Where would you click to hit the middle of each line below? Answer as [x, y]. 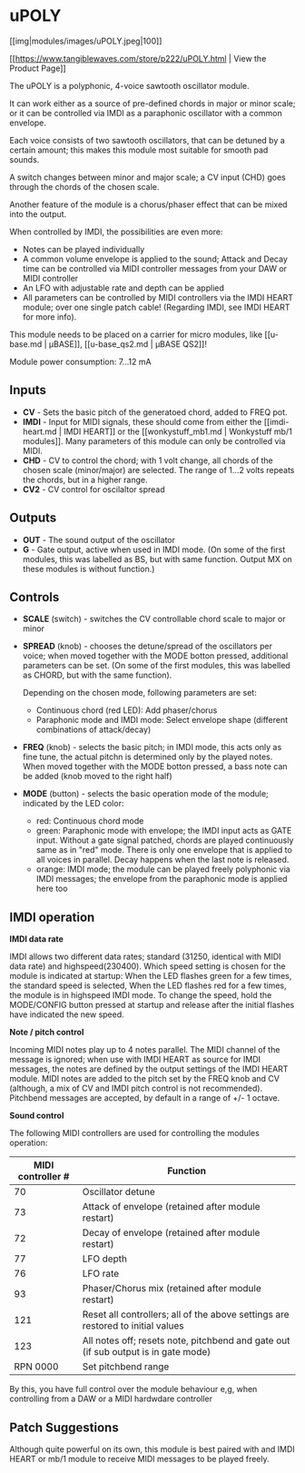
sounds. [25, 159]
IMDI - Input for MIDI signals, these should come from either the [142, 421]
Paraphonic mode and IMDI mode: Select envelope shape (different [162, 720]
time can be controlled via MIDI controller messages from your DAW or [155, 268]
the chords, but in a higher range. [85, 479]
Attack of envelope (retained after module [171, 1207]
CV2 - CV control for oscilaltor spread [93, 489]
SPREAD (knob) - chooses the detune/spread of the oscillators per [147, 647]
